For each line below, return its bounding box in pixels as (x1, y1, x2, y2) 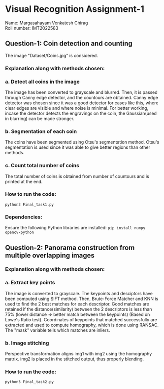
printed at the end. (5, 178, 43, 184)
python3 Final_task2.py (5, 380, 54, 385)
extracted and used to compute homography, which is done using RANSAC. (5, 322, 159, 328)
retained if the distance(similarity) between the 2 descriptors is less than (5, 306, 152, 312)
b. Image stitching (5, 340, 49, 346)
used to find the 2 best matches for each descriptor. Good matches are (5, 301, 149, 307)
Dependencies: (5, 214, 43, 220)
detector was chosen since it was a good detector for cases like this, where (5, 100, 159, 106)
